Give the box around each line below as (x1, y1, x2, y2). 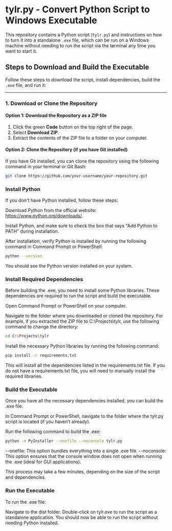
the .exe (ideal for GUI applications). (5, 459, 81, 465)
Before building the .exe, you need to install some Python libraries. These (5, 287, 160, 294)
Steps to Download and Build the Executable (5, 63, 149, 72)
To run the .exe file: (5, 499, 46, 505)
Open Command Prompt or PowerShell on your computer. (5, 303, 127, 309)
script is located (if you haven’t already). (5, 418, 91, 425)
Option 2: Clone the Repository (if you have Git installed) (5, 147, 128, 153)
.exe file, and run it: (5, 82, 47, 88)
